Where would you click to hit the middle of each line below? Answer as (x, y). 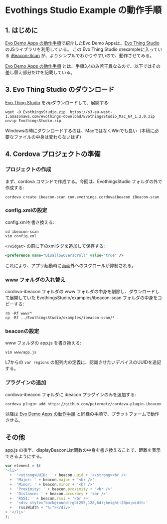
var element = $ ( (23, 466)
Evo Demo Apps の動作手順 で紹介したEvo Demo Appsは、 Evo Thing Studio (82, 43)
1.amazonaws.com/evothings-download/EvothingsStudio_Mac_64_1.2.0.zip (80, 116)
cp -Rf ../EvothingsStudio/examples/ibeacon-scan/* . (62, 318)
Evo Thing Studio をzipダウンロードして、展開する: (57, 102)
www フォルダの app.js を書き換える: (43, 343)
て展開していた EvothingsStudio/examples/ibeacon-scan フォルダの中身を (82, 298)
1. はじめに (22, 30)
